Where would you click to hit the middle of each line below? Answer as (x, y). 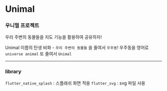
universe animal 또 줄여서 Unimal (39, 54)
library (13, 72)
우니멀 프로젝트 (22, 26)
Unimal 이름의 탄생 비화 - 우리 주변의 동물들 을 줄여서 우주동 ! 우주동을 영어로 (77, 47)
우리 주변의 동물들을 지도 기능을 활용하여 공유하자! (54, 37)
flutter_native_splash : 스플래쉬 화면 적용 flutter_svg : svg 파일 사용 (75, 83)
